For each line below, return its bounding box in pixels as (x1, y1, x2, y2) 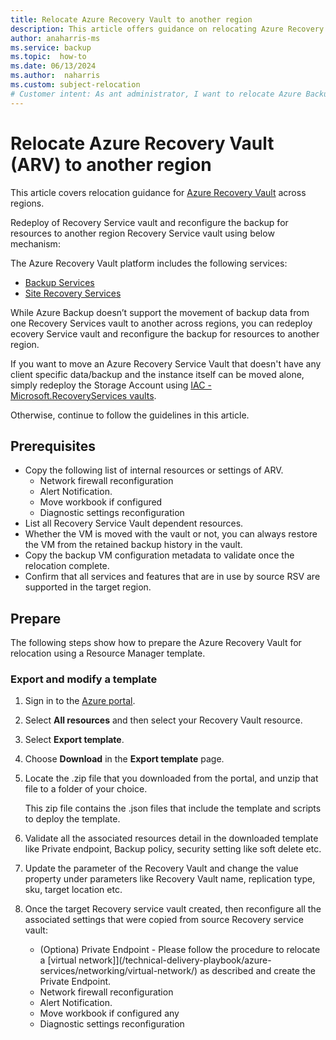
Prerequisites (10, 437, 96, 455)
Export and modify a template (10, 672, 158, 686)
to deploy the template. (24, 813, 121, 825)
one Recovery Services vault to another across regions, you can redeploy (10, 317, 313, 329)
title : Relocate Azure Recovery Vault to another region (10, 14, 253, 25)
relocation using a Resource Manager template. (10, 647, 206, 660)
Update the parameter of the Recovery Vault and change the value (24, 862, 299, 875)
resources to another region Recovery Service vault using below (10, 227, 275, 239)
